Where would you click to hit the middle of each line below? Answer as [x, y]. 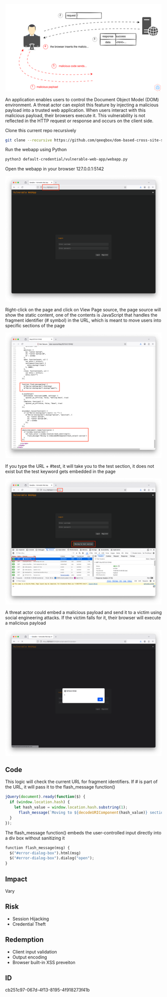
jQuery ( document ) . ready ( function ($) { [45, 797]
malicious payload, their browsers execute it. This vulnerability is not [75, 115]
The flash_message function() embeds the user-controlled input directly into [83, 832]
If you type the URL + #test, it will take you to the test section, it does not [80, 466]
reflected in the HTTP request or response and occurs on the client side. [79, 121]
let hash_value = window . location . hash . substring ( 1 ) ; [71, 807]
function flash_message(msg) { [38, 848]
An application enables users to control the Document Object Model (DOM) [82, 99]
